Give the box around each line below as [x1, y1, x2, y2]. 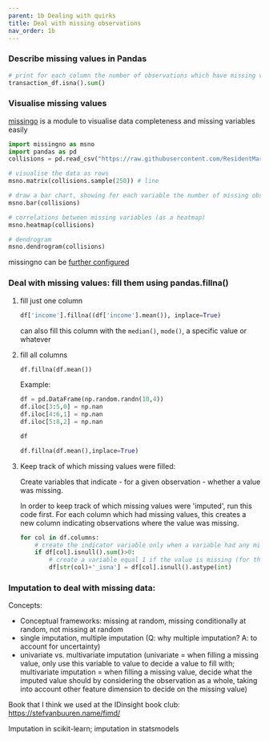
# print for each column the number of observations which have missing [8, 71, 256, 79]
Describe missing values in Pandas [8, 53, 147, 64]
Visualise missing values [8, 98, 107, 109]
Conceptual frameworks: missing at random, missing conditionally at [19, 616, 247, 626]
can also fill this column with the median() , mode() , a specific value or [19, 326, 247, 336]
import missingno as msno [8, 140, 94, 149]
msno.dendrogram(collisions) [8, 242, 106, 251]
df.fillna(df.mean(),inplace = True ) [19, 446, 139, 454]
